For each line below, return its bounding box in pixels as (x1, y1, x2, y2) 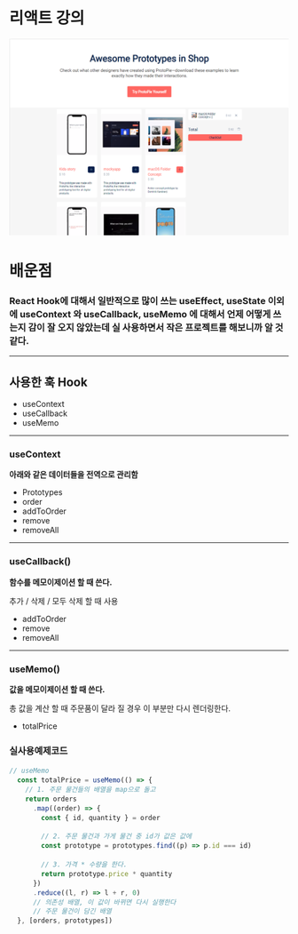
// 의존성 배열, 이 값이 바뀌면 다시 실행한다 (32, 898, 176, 906)
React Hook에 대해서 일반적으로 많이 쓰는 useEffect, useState (9, 294, 266, 307)
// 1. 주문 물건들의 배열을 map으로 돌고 (25, 786, 156, 794)
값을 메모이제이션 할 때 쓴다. (9, 684, 106, 694)
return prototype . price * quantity (41, 869, 173, 878)
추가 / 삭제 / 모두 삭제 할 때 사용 (9, 595, 119, 606)
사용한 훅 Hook (9, 374, 88, 389)
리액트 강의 (9, 8, 85, 28)
